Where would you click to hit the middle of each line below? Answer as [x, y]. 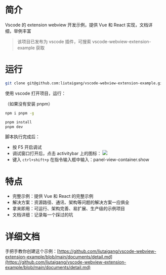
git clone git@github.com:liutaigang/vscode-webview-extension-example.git [85, 83]
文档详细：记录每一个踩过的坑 [42, 215]
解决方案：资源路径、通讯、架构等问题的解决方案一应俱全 [71, 202]
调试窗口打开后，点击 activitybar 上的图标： [57, 154]
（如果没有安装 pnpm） [29, 104]
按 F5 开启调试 [27, 147]
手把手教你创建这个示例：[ [32, 251]
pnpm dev [14, 127]
